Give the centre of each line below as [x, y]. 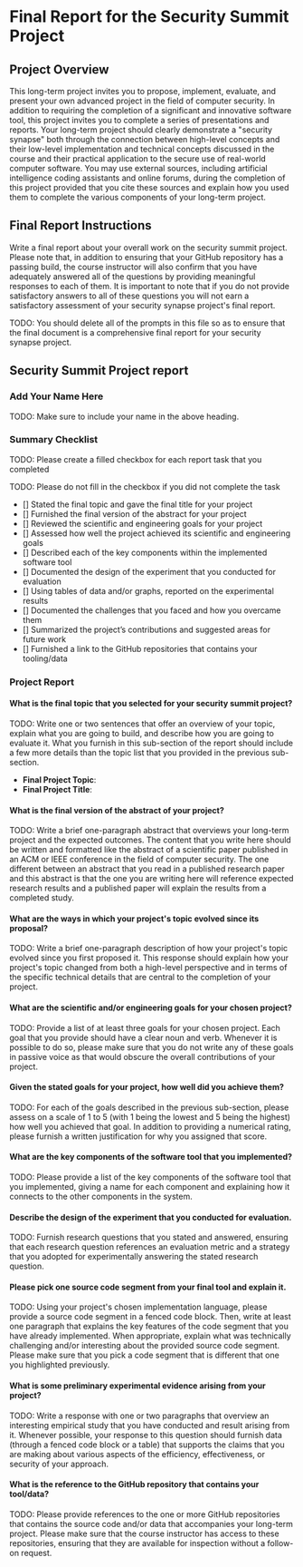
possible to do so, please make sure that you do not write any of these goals [151, 1047]
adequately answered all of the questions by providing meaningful [133, 276]
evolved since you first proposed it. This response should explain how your [149, 958]
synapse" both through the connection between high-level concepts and [145, 139]
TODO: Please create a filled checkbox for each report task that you [136, 459]
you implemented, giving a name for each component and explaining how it [150, 1186]
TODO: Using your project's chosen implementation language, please [138, 1307]
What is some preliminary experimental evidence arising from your [138, 1386]
